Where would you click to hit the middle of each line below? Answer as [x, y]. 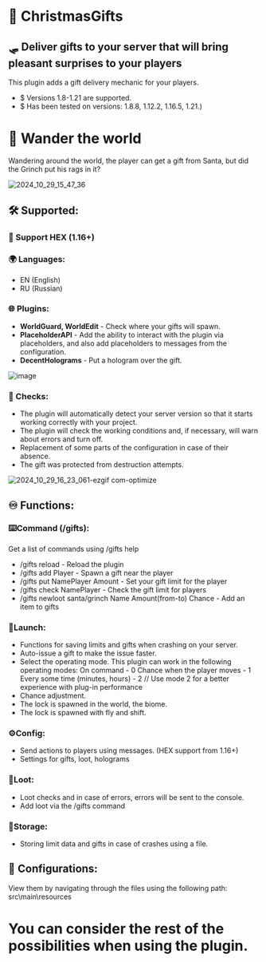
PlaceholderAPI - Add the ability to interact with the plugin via [122, 335]
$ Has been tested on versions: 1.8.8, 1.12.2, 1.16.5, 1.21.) [111, 106]
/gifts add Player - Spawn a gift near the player [96, 572]
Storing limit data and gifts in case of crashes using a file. [114, 844]
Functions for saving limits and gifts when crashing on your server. [129, 645]
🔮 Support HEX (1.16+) [52, 237]
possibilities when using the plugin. [128, 946]
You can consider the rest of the [116, 929]
